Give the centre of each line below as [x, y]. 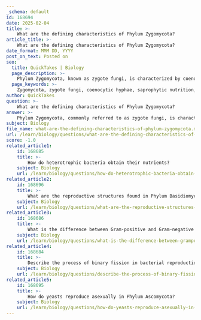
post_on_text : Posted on [37, 56]
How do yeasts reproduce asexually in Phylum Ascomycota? [101, 297]
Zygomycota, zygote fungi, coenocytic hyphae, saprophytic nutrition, [107, 90]
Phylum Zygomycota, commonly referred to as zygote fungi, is [96, 118]
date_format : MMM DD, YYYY [40, 51]
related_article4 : [29, 246]
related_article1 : [29, 146]
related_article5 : [29, 280]
